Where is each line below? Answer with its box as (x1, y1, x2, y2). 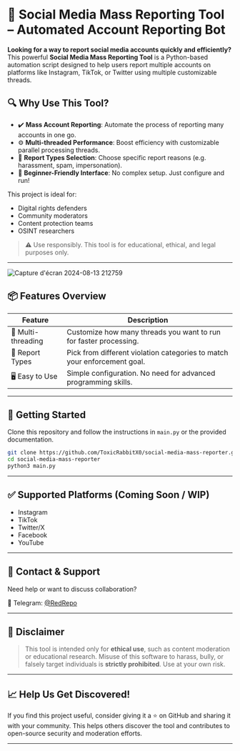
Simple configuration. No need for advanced (66, 368, 216, 378)
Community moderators (17, 211, 88, 220)
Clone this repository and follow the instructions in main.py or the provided (7, 428, 226, 437)
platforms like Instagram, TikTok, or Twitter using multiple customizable (7, 68, 217, 76)
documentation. (7, 435, 54, 444)
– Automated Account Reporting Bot (7, 21, 226, 38)
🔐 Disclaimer (7, 626, 65, 638)
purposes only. (24, 248, 69, 257)
